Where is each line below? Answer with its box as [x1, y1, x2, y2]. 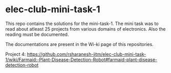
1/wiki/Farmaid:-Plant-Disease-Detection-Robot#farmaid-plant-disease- [5, 56, 158, 62]
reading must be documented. [5, 31, 69, 37]
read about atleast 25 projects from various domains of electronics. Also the [5, 26, 166, 32]
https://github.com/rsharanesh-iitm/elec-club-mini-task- [27, 51, 146, 57]
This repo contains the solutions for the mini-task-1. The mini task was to [5, 20, 159, 27]
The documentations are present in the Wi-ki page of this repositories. [5, 41, 154, 47]
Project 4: [5, 51, 26, 57]
